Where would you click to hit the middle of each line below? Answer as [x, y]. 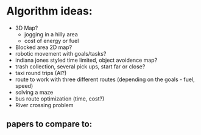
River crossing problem [44, 105]
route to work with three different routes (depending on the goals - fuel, [105, 79]
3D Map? [26, 28]
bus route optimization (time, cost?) [60, 99]
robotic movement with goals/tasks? [61, 53]
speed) [24, 85]
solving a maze [34, 92]
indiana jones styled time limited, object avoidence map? [86, 60]
